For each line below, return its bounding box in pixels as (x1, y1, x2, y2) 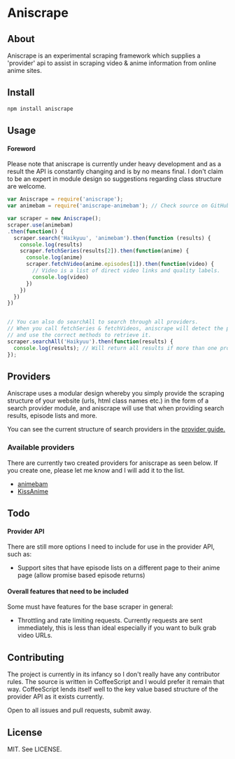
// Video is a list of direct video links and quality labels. (32, 267, 220, 274)
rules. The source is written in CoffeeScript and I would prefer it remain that (7, 678, 225, 686)
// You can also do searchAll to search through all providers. (7, 318, 199, 325)
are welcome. (7, 182, 47, 191)
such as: (7, 550, 32, 558)
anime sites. (7, 67, 42, 74)
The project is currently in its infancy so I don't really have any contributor (7, 670, 220, 678)
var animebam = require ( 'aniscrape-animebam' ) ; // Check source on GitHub (7, 202, 230, 210)
